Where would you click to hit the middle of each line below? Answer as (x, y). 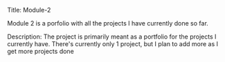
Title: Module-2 (29, 10)
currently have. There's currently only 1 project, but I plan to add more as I (113, 44)
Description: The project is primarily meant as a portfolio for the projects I (112, 37)
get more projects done (40, 51)
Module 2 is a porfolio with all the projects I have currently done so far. (108, 23)
